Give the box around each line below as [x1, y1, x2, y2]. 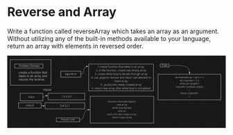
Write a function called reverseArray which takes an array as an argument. [7, 27, 220, 35]
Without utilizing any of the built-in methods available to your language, [7, 34, 212, 42]
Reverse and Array [7, 4, 116, 20]
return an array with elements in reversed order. [7, 42, 144, 50]
